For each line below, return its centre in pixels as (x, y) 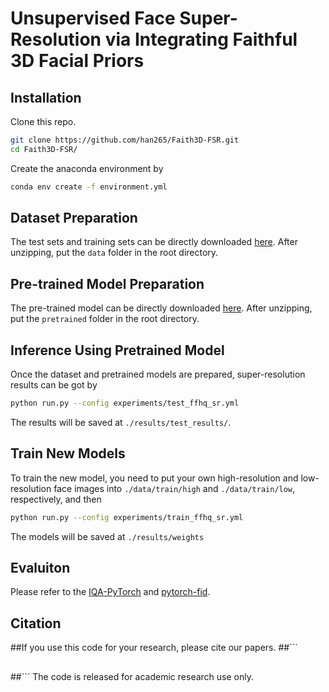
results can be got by (54, 385)
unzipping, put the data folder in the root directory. (114, 253)
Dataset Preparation (74, 218)
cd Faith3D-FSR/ (44, 149)
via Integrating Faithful (201, 39)
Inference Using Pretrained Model (117, 350)
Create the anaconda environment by (87, 168)
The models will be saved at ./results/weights (107, 536)
